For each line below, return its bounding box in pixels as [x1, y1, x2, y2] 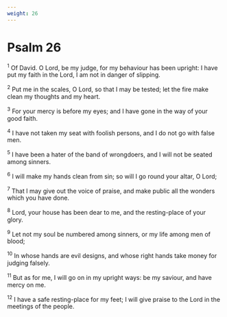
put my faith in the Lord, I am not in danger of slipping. [7, 71, 161, 79]
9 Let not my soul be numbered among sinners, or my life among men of [7, 228, 211, 238]
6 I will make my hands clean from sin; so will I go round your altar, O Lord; [7, 171, 217, 180]
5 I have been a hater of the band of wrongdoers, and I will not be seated [7, 149, 213, 158]
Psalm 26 [7, 39, 62, 55]
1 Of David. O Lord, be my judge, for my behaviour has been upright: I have [7, 62, 218, 72]
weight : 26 [7, 10, 38, 17]
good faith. [7, 114, 38, 122]
